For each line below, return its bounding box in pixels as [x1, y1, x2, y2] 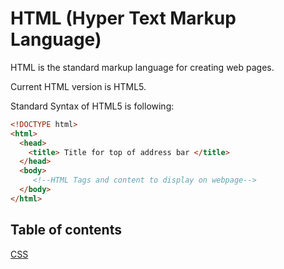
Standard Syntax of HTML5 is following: [10, 100, 175, 112]
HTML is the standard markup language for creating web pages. [10, 61, 275, 73]
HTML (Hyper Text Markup [10, 7, 237, 30]
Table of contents [10, 222, 122, 239]
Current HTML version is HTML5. [10, 80, 147, 92]
